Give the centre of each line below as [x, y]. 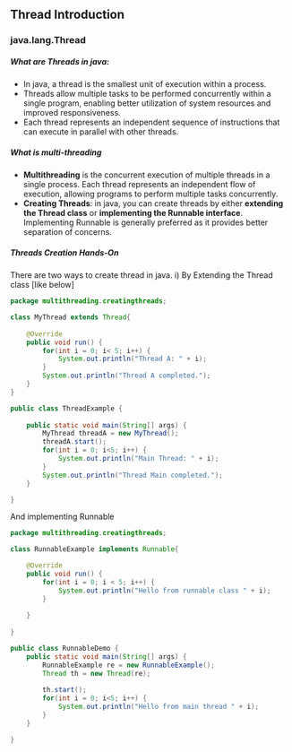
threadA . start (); [74, 442]
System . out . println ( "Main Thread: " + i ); [138, 459]
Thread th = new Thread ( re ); [97, 673]
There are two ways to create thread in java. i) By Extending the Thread [142, 275]
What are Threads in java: [60, 61]
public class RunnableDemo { [64, 649]
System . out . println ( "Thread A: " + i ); [132, 359]
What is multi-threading [56, 152]
